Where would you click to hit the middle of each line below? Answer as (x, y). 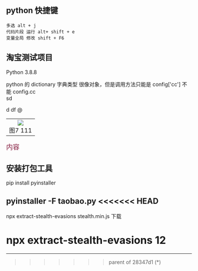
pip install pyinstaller (31, 183)
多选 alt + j (21, 25)
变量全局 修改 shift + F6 (35, 38)
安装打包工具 (29, 168)
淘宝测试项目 (29, 58)
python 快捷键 (32, 11)
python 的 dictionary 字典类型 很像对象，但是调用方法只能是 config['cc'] (93, 84)
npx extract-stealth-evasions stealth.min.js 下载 (64, 216)
